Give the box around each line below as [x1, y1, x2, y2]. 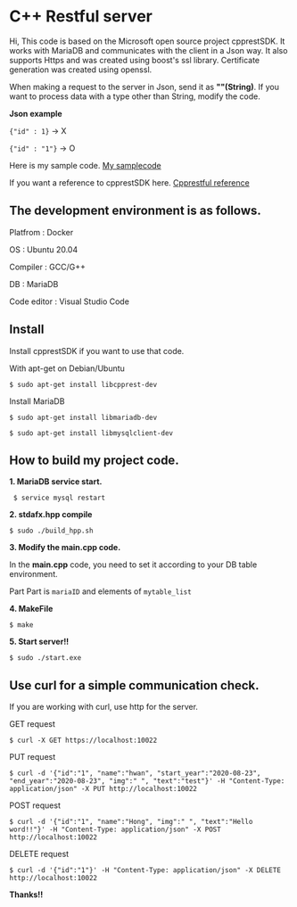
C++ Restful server [9, 6, 153, 27]
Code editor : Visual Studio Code [9, 296, 129, 307]
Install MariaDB [9, 395, 65, 407]
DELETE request [9, 849, 70, 860]
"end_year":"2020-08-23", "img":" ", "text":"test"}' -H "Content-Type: [9, 777, 285, 786]
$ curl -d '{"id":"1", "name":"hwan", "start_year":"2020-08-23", [9, 769, 261, 778]
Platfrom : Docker [9, 227, 74, 237]
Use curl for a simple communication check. [9, 678, 260, 693]
